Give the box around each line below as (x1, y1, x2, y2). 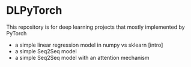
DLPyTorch (6, 4, 62, 17)
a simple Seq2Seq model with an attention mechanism (14, 54, 150, 61)
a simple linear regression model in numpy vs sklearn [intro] (14, 41, 163, 48)
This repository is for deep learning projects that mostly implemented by (6, 23, 185, 31)
